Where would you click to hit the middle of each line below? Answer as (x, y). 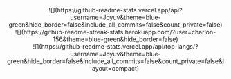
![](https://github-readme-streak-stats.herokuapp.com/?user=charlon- (115, 32)
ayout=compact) (115, 68)
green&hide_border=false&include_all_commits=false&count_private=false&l (115, 61)
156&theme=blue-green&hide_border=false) (115, 39)
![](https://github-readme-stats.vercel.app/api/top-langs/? (115, 46)
